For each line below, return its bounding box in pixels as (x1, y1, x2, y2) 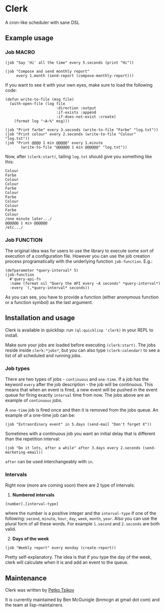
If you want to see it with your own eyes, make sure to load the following (5, 82, 153, 88)
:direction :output (56, 105, 97, 110)
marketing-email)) (5, 450, 43, 455)
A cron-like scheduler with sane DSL (5, 19, 80, 25)
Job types (5, 365, 30, 372)
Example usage (5, 34, 54, 42)
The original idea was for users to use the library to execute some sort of (5, 247, 154, 254)
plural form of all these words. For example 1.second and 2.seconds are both (5, 521, 160, 527)
